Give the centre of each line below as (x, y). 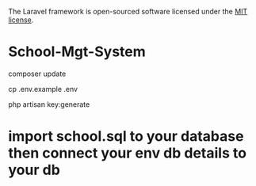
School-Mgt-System (77, 52)
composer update (37, 74)
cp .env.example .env (43, 89)
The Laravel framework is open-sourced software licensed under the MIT (128, 11)
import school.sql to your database (126, 137)
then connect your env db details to (128, 153)
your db (34, 170)
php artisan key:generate (49, 104)
